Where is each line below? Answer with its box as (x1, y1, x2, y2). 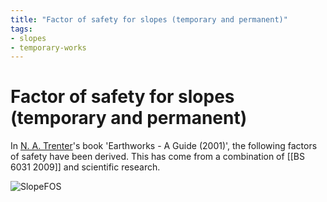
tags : (10, 24, 33, 34)
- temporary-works (10, 42, 87, 53)
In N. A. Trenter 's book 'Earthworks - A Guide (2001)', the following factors (10, 140, 318, 152)
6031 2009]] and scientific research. (10, 161, 161, 173)
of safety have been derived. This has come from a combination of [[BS (10, 151, 305, 163)
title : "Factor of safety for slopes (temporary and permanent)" (10, 14, 288, 25)
